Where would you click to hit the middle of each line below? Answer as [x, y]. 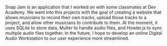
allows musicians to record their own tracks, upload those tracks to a [76, 17]
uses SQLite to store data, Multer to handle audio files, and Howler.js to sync [83, 28]
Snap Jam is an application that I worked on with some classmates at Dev [81, 7]
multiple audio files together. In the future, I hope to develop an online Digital [84, 33]
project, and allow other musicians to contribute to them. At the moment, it [82, 23]
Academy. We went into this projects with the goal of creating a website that [83, 12]
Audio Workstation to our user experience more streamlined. [67, 38]
